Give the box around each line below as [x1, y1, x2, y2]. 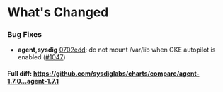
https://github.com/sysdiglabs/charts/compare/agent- [33, 69, 200, 78]
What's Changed [7, 4, 109, 21]
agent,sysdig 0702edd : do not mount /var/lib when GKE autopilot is [17, 45, 216, 54]
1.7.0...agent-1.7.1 [7, 77, 59, 86]
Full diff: [7, 69, 33, 78]
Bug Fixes [7, 30, 42, 40]
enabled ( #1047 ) [17, 53, 66, 62]
